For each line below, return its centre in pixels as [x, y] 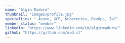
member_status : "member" [31, 23]
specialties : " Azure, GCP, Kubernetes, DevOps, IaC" [62, 19]
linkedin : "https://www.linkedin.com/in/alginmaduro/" [63, 28]
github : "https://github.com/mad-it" [44, 33]
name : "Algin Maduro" [27, 10]
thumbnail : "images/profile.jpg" [40, 14]
